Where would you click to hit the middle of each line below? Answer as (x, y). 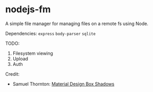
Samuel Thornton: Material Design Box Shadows (63, 84)
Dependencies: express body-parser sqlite (50, 33)
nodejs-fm (28, 9)
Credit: (12, 74)
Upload (20, 59)
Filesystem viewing (33, 53)
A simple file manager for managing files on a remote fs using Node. (77, 24)
